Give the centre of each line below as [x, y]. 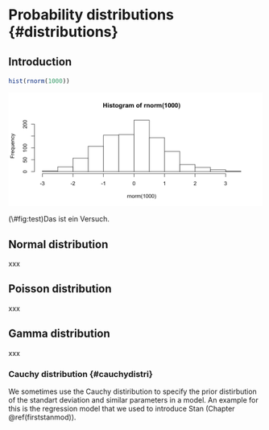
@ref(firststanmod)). [42, 417]
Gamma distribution [59, 334]
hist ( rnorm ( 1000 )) [39, 81]
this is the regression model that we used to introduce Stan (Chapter [122, 409]
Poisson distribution [60, 289]
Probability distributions [91, 15]
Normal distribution [58, 244]
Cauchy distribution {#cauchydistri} [81, 374]
